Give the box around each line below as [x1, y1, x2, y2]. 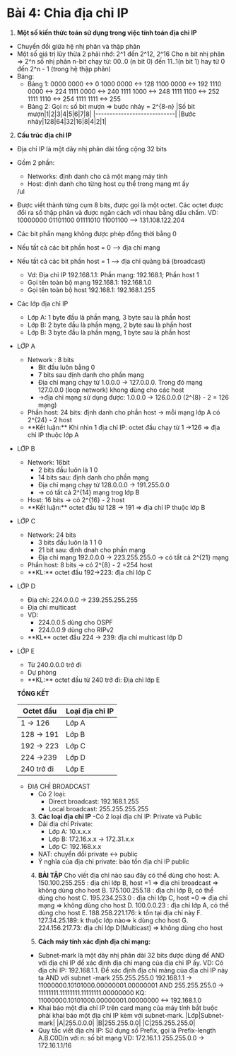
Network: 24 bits [27, 530, 76, 539]
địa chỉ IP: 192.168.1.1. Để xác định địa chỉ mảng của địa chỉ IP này [37, 965, 229, 974]
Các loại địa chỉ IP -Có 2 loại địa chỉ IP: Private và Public [37, 812, 202, 820]
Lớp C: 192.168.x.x [48, 842, 102, 850]
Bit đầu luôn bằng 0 [37, 363, 95, 371]
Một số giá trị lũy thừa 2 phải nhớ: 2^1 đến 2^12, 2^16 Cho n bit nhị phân [16, 50, 225, 58]
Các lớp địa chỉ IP [16, 299, 69, 308]
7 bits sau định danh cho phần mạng [37, 370, 144, 379]
